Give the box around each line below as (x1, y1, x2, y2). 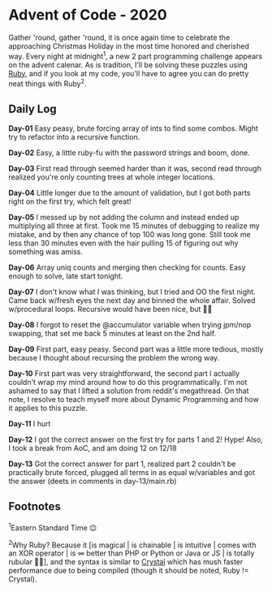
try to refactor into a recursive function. (8, 132, 140, 142)
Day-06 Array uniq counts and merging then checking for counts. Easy (8, 262, 246, 273)
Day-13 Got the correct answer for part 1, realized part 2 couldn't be (8, 459, 236, 469)
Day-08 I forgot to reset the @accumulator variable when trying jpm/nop (8, 320, 252, 330)
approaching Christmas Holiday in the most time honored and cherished (8, 41, 250, 50)
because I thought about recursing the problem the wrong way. (8, 353, 220, 363)
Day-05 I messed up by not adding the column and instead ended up (8, 213, 240, 223)
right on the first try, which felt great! (8, 197, 132, 206)
